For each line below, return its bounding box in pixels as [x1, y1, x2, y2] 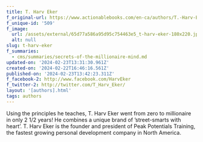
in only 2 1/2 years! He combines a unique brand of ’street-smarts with [6, 116, 181, 123]
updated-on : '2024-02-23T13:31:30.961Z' [6, 59, 110, 65]
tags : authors [6, 93, 42, 99]
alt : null [11, 37, 36, 43]
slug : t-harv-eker [6, 43, 53, 49]
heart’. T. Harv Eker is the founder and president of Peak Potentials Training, [6, 122, 196, 130]
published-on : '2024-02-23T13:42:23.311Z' [6, 71, 115, 77]
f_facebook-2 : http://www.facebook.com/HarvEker [6, 76, 131, 82]
